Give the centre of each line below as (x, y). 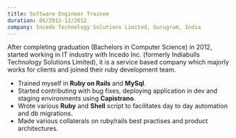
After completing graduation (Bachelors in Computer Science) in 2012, (110, 47)
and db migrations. (45, 113)
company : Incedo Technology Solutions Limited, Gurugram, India (104, 27)
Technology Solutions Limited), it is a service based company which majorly (118, 62)
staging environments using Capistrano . (77, 98)
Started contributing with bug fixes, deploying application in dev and (117, 91)
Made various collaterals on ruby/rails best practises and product (113, 121)
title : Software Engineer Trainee (58, 14)
